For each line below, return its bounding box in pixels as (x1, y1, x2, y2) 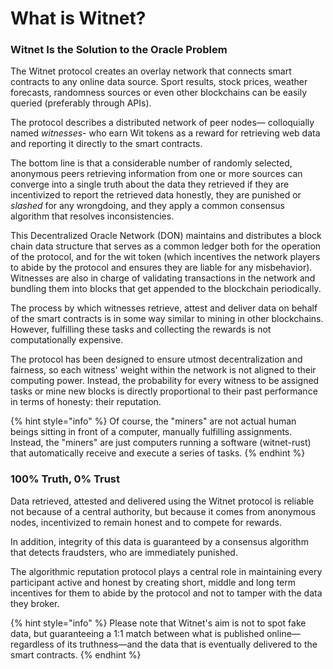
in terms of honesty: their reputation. (10, 396, 162, 408)
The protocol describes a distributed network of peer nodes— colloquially (10, 117, 315, 129)
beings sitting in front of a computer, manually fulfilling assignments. (10, 426, 293, 438)
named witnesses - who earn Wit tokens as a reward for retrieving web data (10, 127, 321, 139)
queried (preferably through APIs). (10, 97, 152, 109)
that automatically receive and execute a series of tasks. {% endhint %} (10, 447, 306, 459)
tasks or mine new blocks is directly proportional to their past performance (10, 385, 318, 397)
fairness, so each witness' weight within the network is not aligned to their (10, 364, 317, 376)
